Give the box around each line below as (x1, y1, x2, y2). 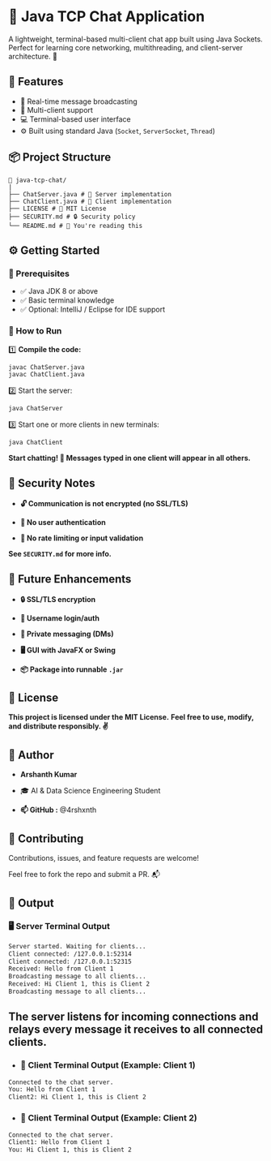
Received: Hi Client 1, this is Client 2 (8, 980, 150, 988)
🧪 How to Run (8, 325, 62, 337)
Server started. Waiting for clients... (8, 942, 147, 950)
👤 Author (8, 748, 54, 762)
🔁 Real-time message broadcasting (19, 97, 138, 106)
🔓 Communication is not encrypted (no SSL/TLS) (19, 498, 188, 508)
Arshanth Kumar (19, 770, 78, 780)
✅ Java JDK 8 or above (19, 286, 99, 296)
